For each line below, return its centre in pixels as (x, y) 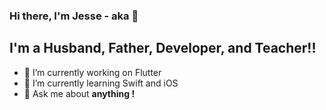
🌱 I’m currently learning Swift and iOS (101, 83)
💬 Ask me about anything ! (79, 93)
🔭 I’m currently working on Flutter (92, 72)
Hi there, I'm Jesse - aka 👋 (74, 16)
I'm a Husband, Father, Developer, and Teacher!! (163, 48)
